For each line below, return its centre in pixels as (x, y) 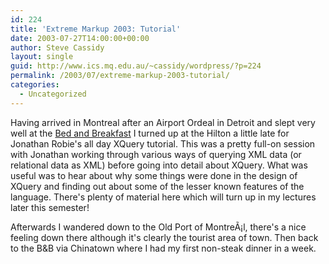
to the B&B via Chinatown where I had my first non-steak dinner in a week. (163, 248)
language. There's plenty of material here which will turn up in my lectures (163, 197)
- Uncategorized (53, 94)
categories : (35, 85)
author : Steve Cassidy (57, 47)
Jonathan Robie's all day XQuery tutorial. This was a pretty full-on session (163, 143)
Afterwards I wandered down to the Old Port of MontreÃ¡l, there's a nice (158, 227)
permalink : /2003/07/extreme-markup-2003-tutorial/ (120, 76)
